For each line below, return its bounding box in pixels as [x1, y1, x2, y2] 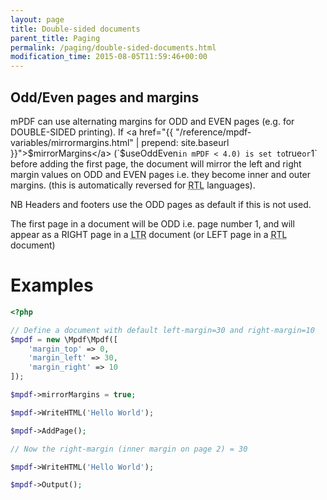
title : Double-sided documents [10, 24, 141, 34]
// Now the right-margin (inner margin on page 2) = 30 [10, 444, 248, 454]
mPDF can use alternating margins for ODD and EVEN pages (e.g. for [10, 115, 295, 127]
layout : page [10, 14, 65, 25]
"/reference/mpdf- [175, 126, 252, 138]
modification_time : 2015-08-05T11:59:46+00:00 [10, 52, 208, 62]
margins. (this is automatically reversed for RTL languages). [10, 179, 256, 191]
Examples [10, 274, 94, 297]
